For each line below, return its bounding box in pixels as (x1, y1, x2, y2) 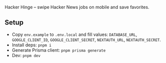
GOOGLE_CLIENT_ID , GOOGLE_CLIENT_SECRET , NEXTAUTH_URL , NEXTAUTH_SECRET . (11, 36, 161, 42)
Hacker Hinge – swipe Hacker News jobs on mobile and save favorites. (4, 4, 150, 10)
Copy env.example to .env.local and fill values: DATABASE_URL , (11, 31, 138, 37)
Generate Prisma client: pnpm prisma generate (11, 47, 106, 53)
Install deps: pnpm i (11, 42, 52, 48)
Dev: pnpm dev (11, 52, 41, 58)
